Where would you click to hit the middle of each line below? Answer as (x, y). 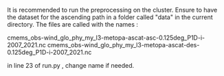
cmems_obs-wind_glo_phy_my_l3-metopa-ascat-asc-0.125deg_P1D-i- (106, 38)
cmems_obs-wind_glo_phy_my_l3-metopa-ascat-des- (123, 45)
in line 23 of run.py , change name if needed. (71, 65)
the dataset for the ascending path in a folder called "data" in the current (110, 17)
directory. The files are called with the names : (73, 24)
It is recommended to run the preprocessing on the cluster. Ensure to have (112, 10)
